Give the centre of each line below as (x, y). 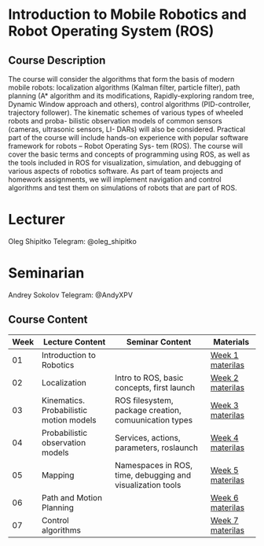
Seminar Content (159, 341)
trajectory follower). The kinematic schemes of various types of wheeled (126, 113)
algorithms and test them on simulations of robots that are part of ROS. (123, 188)
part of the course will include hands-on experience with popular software (128, 138)
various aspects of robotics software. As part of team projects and (116, 171)
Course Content (48, 320)
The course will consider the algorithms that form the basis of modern (121, 79)
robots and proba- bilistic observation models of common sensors (115, 121)
